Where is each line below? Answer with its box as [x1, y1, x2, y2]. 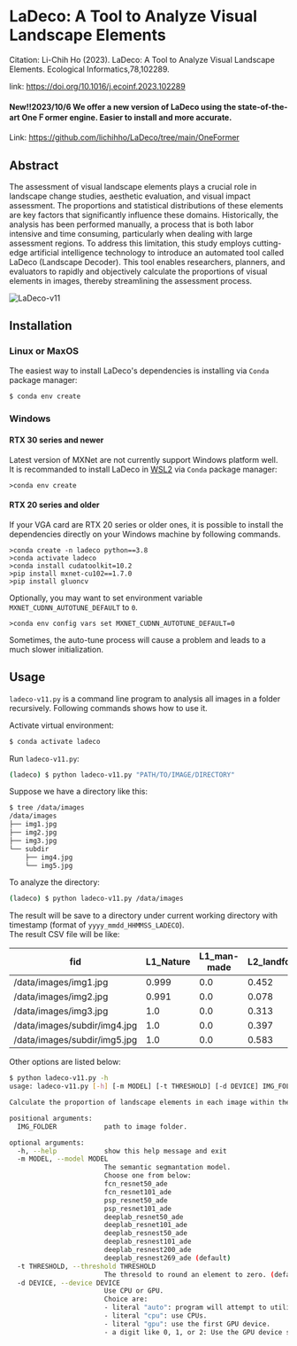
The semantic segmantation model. [103, 1163, 232, 1172]
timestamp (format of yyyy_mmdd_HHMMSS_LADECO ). [9, 920, 185, 930]
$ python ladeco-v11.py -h [9, 1074, 109, 1083]
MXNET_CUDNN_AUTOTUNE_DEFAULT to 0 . [9, 601, 139, 613]
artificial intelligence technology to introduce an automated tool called [29, 247, 285, 258]
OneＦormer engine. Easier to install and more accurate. [21, 112, 232, 122]
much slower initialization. [9, 644, 104, 654]
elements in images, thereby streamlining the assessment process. [9, 275, 253, 286]
